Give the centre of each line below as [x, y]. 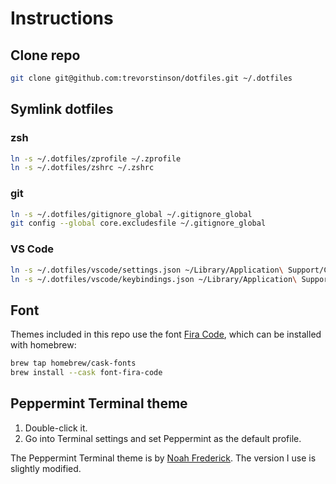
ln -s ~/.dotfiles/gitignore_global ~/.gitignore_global [131, 214]
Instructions [62, 18]
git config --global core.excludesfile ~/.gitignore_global [138, 223]
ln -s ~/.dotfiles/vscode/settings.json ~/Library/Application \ [147, 270]
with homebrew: [43, 345]
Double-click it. [56, 428]
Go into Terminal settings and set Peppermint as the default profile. [163, 438]
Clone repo [45, 55]
